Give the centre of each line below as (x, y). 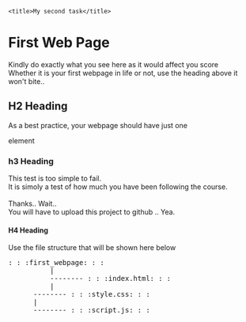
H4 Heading (28, 230)
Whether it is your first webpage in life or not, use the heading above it (123, 73)
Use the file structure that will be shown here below (92, 248)
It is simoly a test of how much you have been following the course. (118, 187)
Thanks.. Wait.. (32, 204)
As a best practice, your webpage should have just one (98, 125)
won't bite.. (26, 81)
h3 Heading (31, 161)
